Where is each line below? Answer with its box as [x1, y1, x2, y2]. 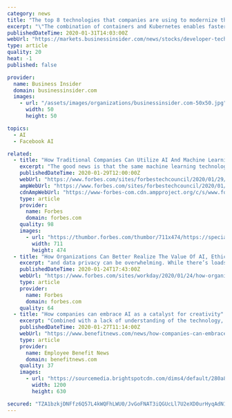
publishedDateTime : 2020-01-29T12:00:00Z [19, 170, 140, 177]
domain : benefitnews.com [25, 356, 97, 363]
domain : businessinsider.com [13, 87, 97, 94]
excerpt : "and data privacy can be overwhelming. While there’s [19, 260, 209, 267]
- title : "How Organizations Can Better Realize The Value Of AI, [13, 253, 209, 260]
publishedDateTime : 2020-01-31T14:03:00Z [7, 29, 128, 37]
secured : [7, 400, 32, 408]
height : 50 [25, 113, 57, 120]
